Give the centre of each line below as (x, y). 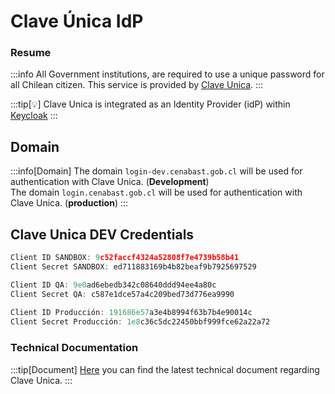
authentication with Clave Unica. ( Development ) (110, 182)
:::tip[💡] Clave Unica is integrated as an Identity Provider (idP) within (150, 104)
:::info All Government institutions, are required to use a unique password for (167, 74)
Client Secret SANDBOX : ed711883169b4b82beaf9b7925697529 (133, 266)
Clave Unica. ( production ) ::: (69, 203)
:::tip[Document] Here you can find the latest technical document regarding (165, 369)
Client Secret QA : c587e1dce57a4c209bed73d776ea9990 (122, 294)
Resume (31, 53)
